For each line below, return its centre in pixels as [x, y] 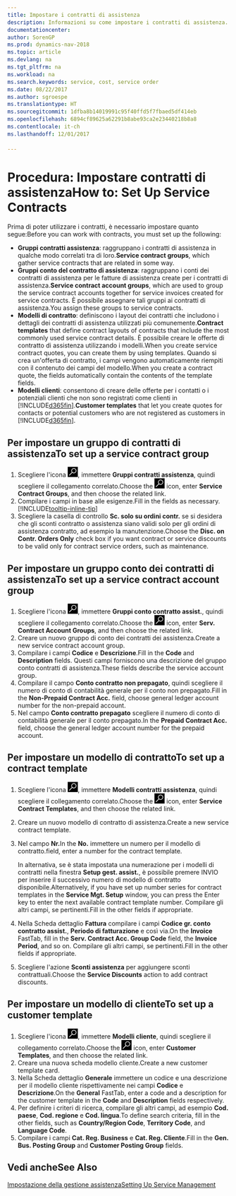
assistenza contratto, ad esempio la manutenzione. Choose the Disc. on [121, 531]
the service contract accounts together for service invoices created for [120, 293]
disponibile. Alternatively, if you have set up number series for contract [119, 887]
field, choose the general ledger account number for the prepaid [111, 728]
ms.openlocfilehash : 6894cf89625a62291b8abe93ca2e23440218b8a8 [102, 119]
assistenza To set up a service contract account [113, 579]
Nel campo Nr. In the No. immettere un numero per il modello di [109, 843]
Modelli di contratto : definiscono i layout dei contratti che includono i [118, 316]
